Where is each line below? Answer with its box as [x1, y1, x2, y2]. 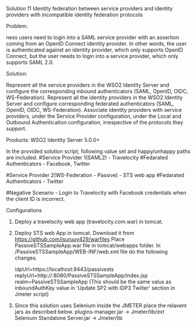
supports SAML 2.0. [6, 59, 54, 66]
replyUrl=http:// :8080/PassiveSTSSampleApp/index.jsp [14, 272, 148, 279]
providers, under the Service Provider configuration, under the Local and [6, 113, 181, 120]
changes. [14, 254, 37, 261]
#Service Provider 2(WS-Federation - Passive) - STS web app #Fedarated [6, 172, 184, 178]
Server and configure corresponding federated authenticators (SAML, [6, 100, 174, 107]
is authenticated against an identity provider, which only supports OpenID [6, 46, 183, 53]
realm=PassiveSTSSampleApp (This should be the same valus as [14, 278, 171, 285]
